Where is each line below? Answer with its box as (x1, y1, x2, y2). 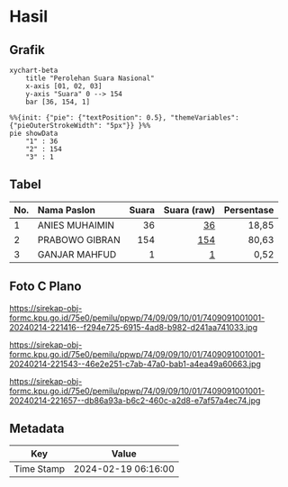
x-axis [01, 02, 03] (25, 82, 103, 91)
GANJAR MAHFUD (37, 248, 117, 260)
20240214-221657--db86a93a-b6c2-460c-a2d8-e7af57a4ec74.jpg (9, 394, 261, 406)
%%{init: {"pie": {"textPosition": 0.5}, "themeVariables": (9, 113, 240, 122)
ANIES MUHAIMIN (37, 219, 115, 231)
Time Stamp (13, 463, 66, 475)
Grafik (9, 42, 45, 58)
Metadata (9, 421, 65, 437)
